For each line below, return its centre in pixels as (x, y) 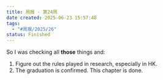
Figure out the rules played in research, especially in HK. (86, 64)
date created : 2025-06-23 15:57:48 (52, 18)
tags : (13, 23)
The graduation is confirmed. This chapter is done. (79, 70)
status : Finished (28, 35)
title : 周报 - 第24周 (32, 12)
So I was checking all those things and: (56, 52)
